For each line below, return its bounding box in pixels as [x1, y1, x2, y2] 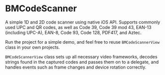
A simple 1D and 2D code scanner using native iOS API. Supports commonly [5, 19, 160, 25]
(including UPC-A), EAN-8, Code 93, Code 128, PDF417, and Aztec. [5, 29, 142, 35]
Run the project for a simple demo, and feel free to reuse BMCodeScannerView [5, 39, 160, 45]
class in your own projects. [5, 44, 60, 50]
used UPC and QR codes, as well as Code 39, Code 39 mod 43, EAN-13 [5, 24, 152, 30]
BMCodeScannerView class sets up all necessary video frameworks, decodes [5, 53, 158, 59]
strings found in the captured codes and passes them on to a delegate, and [5, 59, 159, 65]
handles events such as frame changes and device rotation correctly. [5, 64, 147, 70]
